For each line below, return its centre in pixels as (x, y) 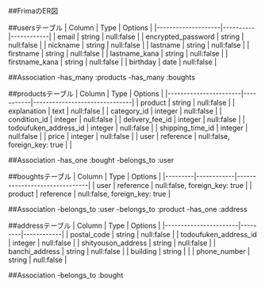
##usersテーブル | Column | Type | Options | (81, 28)
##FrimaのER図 (33, 11)
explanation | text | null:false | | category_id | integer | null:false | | (115, 111)
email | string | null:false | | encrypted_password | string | (151, 36)
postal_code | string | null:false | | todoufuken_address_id (164, 234)
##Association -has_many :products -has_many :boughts (102, 77)
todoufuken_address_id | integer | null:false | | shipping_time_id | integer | (128, 128)
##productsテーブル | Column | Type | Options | (86, 94)
